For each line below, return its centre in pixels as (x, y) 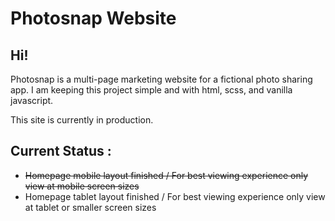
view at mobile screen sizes (82, 186)
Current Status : (61, 151)
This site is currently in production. (82, 120)
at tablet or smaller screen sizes (90, 207)
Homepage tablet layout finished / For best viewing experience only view (175, 196)
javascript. (32, 100)
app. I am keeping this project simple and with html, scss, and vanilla (151, 90)
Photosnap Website (93, 18)
